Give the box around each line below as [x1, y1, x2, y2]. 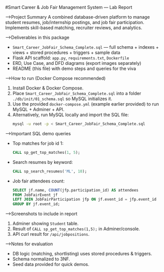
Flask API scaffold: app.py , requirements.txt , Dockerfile [12, 55, 129, 61]
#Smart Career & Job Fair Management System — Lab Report [5, 5, 132, 10]
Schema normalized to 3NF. [12, 256, 70, 262]
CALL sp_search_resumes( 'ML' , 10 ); [12, 168, 87, 174]
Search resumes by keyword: [12, 159, 73, 165]
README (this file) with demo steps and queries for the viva [12, 65, 136, 71]
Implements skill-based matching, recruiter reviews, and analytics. [5, 25, 142, 31]
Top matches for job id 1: [12, 140, 64, 146]
